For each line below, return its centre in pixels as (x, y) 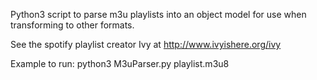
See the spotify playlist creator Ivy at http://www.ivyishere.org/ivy (146, 44)
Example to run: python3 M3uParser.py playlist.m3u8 (120, 63)
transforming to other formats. (72, 25)
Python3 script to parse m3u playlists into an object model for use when (158, 14)
